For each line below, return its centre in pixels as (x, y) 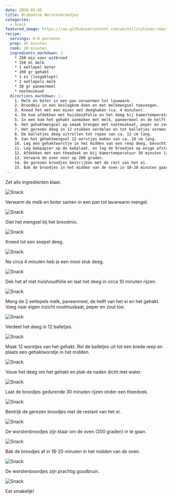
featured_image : (23, 29)
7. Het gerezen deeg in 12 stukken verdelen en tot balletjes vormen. (91, 129)
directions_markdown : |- (36, 96)
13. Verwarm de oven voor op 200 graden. (59, 158)
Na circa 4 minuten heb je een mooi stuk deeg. (55, 262)
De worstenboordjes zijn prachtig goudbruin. (52, 471)
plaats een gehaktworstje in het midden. (48, 352)
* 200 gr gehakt (32, 72)
